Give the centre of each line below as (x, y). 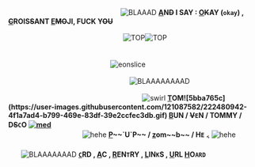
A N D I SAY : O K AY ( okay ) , (201, 12)
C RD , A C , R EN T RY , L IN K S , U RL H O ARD (142, 154)
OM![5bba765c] (198, 98)
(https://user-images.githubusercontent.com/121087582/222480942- (128, 107)
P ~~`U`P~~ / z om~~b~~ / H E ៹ (159, 135)
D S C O (18, 125)
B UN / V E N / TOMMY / (206, 115)
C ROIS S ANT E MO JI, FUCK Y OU (61, 21)
